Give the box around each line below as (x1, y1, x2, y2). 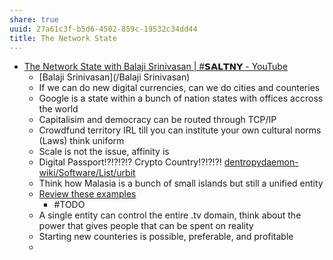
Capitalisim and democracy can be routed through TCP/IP (38, 114, 277, 126)
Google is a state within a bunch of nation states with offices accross (38, 92, 324, 105)
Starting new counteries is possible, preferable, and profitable (38, 231, 294, 243)
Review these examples (38, 188, 137, 200)
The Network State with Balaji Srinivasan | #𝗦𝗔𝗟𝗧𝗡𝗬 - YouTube (23, 61, 289, 73)
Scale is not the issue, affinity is (38, 146, 170, 158)
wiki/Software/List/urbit (38, 167, 136, 179)
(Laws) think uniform (38, 135, 125, 147)
